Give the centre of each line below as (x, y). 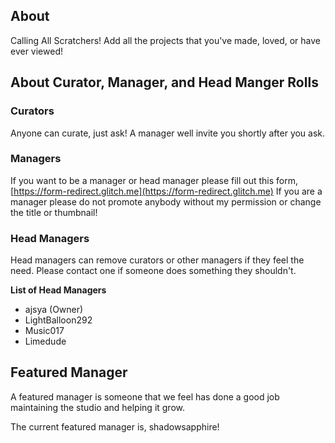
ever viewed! (36, 51)
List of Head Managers (58, 290)
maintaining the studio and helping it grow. (98, 407)
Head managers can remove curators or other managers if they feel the (157, 260)
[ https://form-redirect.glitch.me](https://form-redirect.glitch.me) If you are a (166, 191)
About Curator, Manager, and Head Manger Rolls (164, 82)
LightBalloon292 (58, 320)
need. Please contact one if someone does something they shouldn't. (153, 271)
